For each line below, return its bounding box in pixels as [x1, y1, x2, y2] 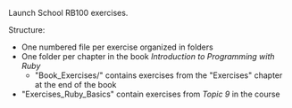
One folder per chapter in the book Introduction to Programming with [21, 51, 275, 61]
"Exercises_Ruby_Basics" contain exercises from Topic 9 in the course [21, 89, 280, 99]
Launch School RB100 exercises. [8, 8, 129, 18]
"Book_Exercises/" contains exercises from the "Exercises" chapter [34, 70, 283, 81]
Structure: [8, 25, 46, 35]
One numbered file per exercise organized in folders [21, 42, 213, 52]
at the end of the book [34, 80, 117, 89]
